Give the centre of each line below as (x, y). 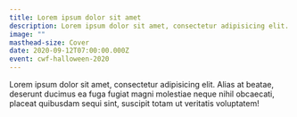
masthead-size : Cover (49, 42)
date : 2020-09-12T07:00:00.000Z (69, 51)
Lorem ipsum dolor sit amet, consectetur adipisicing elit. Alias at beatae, (142, 84)
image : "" (28, 34)
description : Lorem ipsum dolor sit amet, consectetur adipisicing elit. (149, 26)
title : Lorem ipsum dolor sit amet (75, 17)
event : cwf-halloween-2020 (59, 59)
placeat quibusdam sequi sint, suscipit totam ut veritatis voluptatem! (135, 103)
